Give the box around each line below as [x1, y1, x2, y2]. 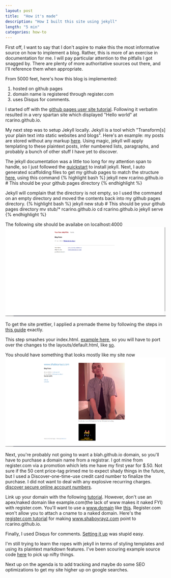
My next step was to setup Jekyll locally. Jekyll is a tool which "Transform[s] [5, 127, 166, 133]
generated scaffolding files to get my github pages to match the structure [5, 169, 159, 176]
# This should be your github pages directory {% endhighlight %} [5, 180, 142, 186]
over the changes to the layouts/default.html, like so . [5, 342, 116, 348]
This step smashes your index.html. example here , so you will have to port [5, 336, 161, 343]
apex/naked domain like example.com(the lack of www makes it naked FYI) [5, 499, 163, 506]
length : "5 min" [5, 24, 40, 30]
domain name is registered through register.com [12, 91, 114, 97]
